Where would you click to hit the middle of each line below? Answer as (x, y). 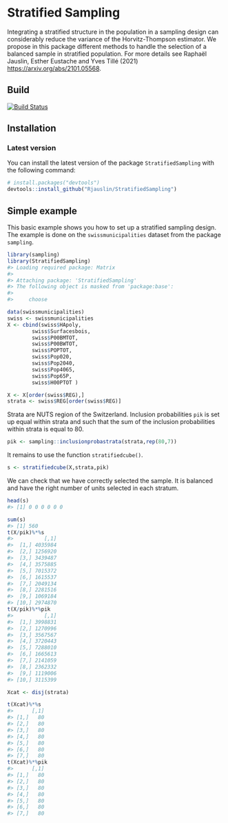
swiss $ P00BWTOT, (55, 344)
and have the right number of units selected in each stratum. (93, 488)
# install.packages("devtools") (53, 183)
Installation (32, 129)
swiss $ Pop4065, (54, 369)
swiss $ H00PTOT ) (55, 383)
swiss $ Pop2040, (54, 363)
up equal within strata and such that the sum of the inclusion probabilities (111, 422)
